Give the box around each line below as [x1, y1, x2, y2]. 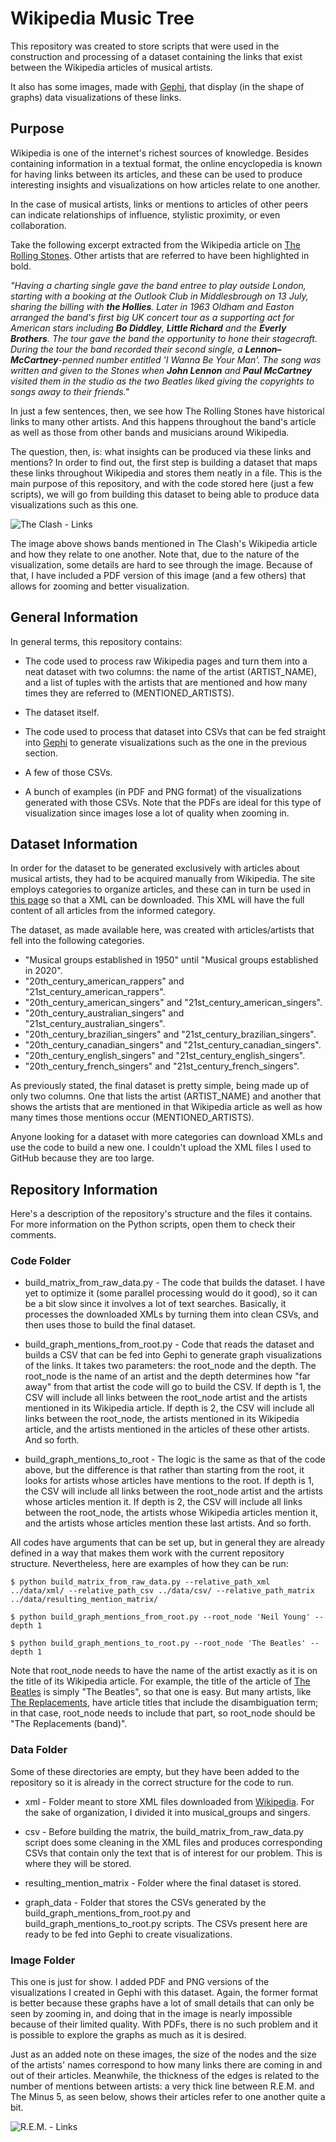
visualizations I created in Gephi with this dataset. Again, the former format [10, 1987, 319, 1999]
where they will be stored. [24, 1857, 132, 1869]
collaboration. [10, 219, 67, 231]
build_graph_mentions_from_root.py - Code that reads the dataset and [24, 1338, 315, 1351]
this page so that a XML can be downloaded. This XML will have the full [10, 894, 305, 906]
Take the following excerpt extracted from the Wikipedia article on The [10, 238, 301, 251]
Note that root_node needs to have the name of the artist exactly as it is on [10, 1665, 318, 1677]
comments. [10, 1229, 57, 1241]
